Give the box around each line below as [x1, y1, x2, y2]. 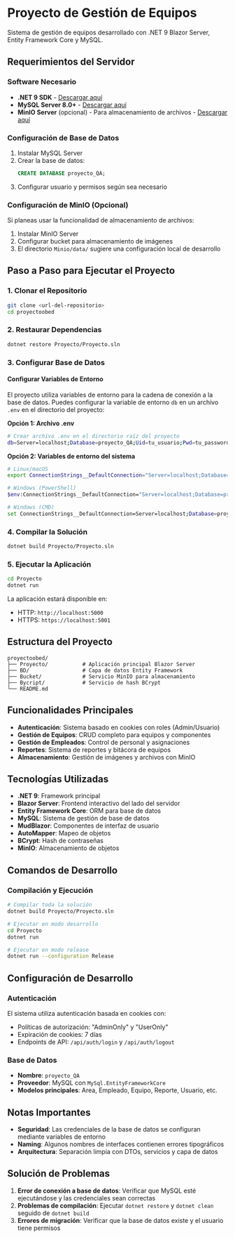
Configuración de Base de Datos [7, 133, 120, 143]
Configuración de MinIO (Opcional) [7, 200, 129, 210]
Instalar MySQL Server [17, 149, 83, 157]
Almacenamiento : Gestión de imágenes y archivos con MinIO [17, 753, 196, 761]
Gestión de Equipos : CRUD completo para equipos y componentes [17, 730, 211, 738]
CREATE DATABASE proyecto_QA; [17, 170, 106, 177]
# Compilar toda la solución [7, 901, 92, 908]
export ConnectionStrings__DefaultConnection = [7, 472, 145, 479]
